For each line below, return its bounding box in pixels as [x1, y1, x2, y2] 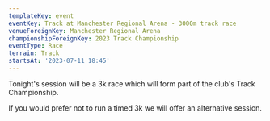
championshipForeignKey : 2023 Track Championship [8, 34, 179, 43]
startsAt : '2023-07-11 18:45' [8, 57, 111, 65]
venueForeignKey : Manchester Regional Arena [8, 27, 161, 35]
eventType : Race [8, 42, 63, 50]
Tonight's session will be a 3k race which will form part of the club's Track [8, 78, 256, 89]
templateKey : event [8, 11, 74, 20]
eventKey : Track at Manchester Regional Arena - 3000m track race [8, 19, 237, 27]
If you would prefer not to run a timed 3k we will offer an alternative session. [8, 102, 263, 113]
